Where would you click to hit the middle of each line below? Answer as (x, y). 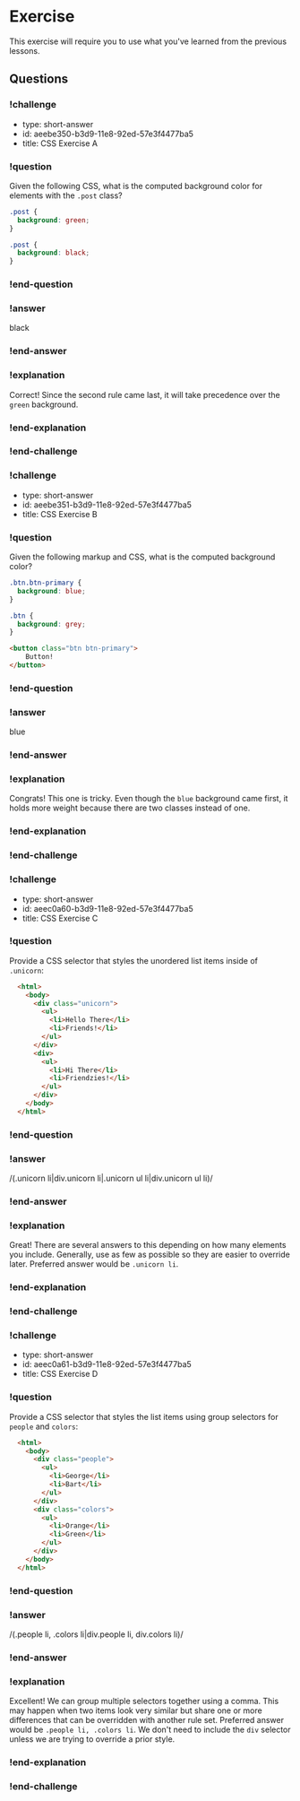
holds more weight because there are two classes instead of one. (130, 808)
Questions (39, 79)
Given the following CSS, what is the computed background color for (136, 186)
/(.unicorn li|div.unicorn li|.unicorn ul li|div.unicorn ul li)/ (111, 1178)
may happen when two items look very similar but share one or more (136, 1710)
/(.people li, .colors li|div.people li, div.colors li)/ (96, 1634)
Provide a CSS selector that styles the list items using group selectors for (144, 1416)
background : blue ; (52, 591)
